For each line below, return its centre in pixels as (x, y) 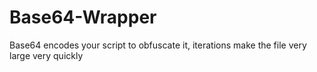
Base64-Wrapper (83, 17)
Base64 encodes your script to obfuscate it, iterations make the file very (158, 45)
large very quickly (46, 55)
